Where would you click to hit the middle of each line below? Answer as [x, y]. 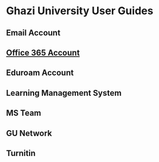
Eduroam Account [40, 73]
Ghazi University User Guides [80, 11]
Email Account [33, 33]
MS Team [24, 113]
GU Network [29, 133]
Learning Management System [64, 93]
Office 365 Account [43, 52]
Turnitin [21, 153]
